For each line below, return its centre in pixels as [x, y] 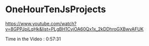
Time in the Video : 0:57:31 [33, 39]
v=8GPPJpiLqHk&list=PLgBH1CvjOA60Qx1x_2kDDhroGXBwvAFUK [74, 29]
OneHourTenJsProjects [56, 9]
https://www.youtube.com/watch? [41, 24]
